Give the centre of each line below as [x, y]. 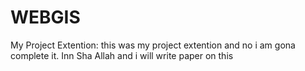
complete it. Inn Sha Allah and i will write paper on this [122, 55]
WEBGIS [45, 17]
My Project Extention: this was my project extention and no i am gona [153, 45]
